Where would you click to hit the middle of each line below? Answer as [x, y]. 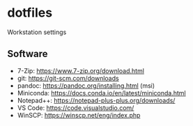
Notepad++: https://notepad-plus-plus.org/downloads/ [96, 100]
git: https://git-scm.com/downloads [68, 78]
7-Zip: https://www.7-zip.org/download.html [81, 70]
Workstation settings [37, 32]
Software [28, 54]
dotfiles [30, 13]
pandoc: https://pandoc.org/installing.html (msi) [86, 86]
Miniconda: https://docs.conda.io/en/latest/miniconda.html [101, 93]
